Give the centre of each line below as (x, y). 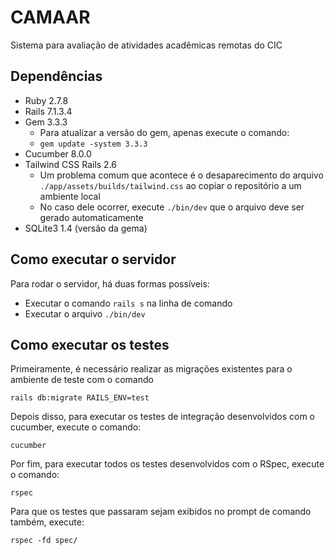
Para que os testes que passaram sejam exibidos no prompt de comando (161, 512)
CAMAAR (50, 17)
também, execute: (47, 522)
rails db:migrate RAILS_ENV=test (80, 398)
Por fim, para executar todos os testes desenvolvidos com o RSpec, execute (167, 464)
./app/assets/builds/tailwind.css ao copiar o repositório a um (170, 185)
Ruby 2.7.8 (46, 100)
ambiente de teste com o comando (82, 380)
